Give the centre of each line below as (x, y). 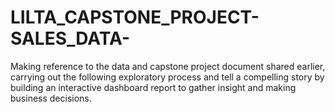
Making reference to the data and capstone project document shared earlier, (168, 66)
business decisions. (51, 98)
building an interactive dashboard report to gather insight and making (153, 87)
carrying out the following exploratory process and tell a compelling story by (167, 77)
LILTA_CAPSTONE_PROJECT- (135, 17)
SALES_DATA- (70, 38)
